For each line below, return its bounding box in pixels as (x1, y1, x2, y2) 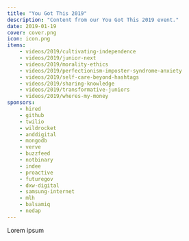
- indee (19, 162, 41, 170)
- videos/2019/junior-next (19, 55, 97, 62)
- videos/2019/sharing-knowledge (19, 80, 115, 87)
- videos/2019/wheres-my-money (19, 93, 109, 100)
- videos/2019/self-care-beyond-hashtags (19, 73, 139, 81)
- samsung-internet (19, 188, 75, 195)
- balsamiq (19, 201, 51, 208)
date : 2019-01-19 (7, 23, 57, 29)
